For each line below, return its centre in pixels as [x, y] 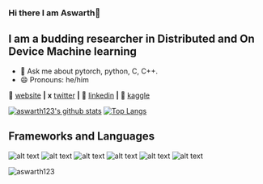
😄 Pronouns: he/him [54, 79]
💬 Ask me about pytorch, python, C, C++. [89, 71]
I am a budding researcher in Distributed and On [131, 39]
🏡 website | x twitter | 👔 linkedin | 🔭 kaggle [79, 95]
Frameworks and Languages [82, 136]
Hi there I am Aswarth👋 [55, 13]
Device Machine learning [73, 52]
